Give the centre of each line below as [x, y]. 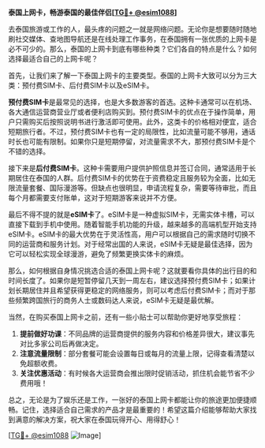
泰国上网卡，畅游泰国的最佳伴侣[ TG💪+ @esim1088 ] [93, 12]
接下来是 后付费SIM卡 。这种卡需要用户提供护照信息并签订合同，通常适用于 [129, 168]
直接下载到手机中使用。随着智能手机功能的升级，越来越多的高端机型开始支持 [132, 224]
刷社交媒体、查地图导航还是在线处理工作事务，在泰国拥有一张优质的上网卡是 [132, 39]
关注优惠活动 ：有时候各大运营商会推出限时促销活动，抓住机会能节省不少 [137, 373]
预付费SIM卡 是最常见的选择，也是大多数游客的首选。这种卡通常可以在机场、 [132, 102]
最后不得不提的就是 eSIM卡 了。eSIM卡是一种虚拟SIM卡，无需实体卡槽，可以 [131, 215]
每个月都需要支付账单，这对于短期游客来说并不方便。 [95, 198]
